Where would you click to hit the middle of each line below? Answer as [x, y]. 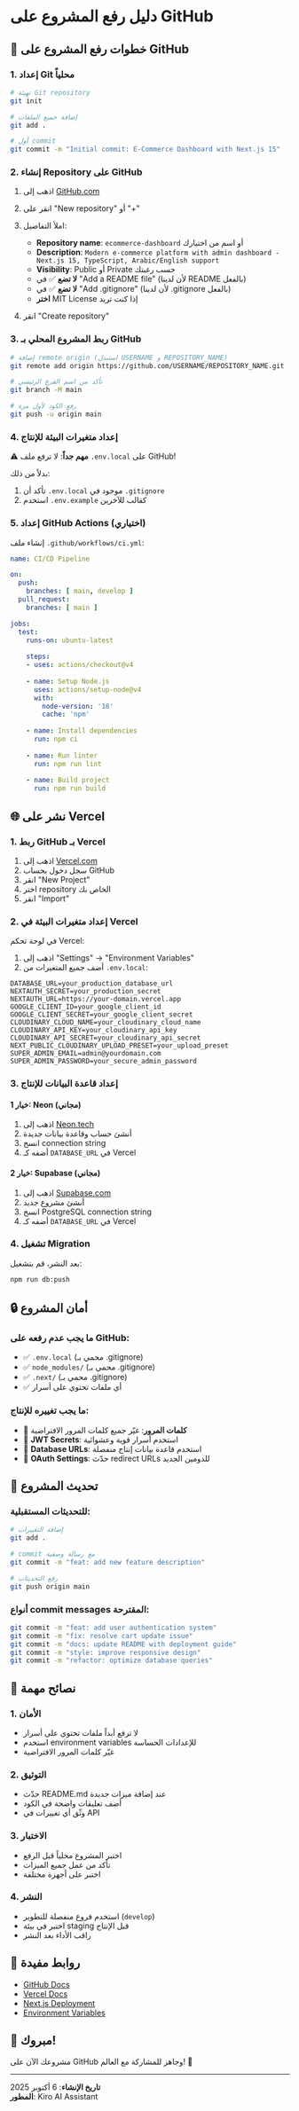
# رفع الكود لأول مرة [43, 406]
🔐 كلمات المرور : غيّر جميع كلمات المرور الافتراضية [105, 1430]
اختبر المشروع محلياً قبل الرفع [72, 1855]
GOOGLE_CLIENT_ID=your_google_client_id [86, 1007]
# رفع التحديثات [34, 1578]
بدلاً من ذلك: [30, 474]
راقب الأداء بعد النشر [57, 1934]
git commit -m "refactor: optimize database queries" [112, 1660]
